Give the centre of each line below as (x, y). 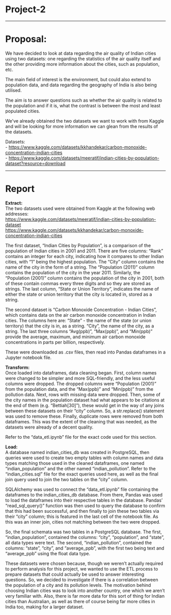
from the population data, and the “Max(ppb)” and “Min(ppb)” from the (79, 389)
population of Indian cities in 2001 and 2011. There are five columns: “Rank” (84, 251)
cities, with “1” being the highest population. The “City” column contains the (85, 262)
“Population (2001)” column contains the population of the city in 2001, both (85, 278)
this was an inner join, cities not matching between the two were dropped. (83, 522)
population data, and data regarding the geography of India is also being (81, 85)
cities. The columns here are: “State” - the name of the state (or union (78, 320)
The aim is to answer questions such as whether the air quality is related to (84, 100)
